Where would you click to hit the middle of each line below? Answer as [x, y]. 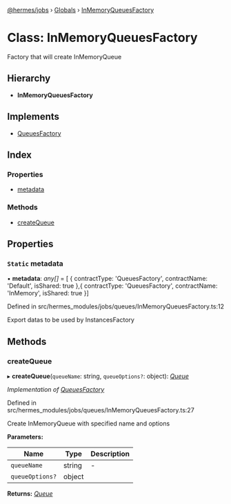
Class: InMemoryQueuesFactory [102, 38]
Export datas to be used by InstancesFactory [71, 320]
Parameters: [25, 437]
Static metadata [35, 263]
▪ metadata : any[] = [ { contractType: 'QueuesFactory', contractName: [108, 279]
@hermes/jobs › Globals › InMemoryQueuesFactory [80, 10]
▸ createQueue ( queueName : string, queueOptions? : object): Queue [98, 376]
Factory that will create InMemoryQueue [64, 56]
